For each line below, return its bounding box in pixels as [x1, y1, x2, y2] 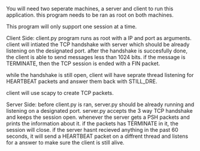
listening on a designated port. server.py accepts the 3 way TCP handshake [6, 107, 193, 114]
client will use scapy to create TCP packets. [6, 90, 114, 96]
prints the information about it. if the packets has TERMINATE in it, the [6, 120, 178, 127]
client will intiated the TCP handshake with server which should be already [6, 41, 190, 48]
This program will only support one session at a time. [6, 23, 137, 30]
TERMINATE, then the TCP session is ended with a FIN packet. [6, 60, 160, 67]
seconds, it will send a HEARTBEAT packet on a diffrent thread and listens [6, 132, 189, 140]
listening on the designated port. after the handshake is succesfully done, [6, 47, 187, 54]
